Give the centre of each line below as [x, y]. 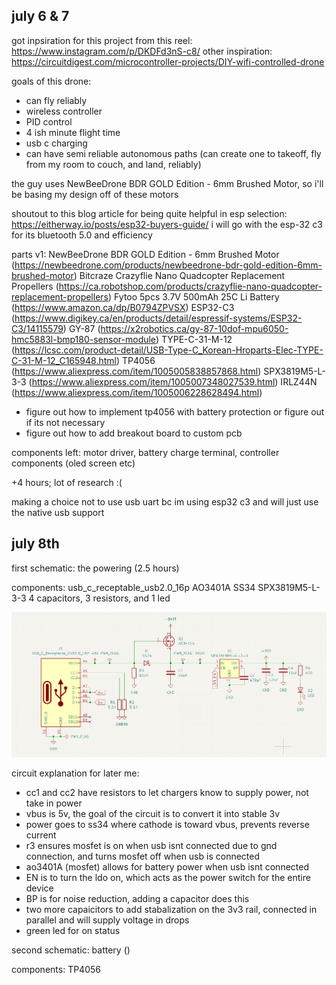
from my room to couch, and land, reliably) [113, 164]
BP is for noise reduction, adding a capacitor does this [137, 898]
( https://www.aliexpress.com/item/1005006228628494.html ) [137, 392]
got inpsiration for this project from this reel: [102, 40]
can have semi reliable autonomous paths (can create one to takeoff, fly [173, 153]
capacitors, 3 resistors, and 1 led [103, 598]
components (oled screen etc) [73, 463]
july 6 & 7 [40, 16]
